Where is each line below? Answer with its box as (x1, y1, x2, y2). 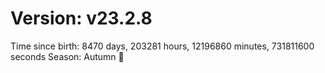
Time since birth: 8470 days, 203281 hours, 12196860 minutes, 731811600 (10, 40, 315, 52)
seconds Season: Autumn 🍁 (10, 50, 125, 62)
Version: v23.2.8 (10, 7, 153, 30)
